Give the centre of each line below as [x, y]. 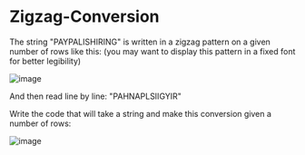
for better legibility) [45, 61]
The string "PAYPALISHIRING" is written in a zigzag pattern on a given [140, 42]
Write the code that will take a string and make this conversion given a [141, 113]
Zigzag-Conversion [85, 17]
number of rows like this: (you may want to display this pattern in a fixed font [152, 51]
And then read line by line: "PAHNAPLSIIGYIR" [95, 96]
